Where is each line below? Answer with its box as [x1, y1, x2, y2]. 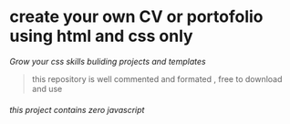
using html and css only [9, 26, 193, 46]
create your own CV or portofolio [9, 6, 264, 27]
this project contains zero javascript [9, 104, 145, 115]
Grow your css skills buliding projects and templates [9, 56, 207, 67]
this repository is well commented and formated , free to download [31, 73, 283, 84]
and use [31, 83, 63, 94]
